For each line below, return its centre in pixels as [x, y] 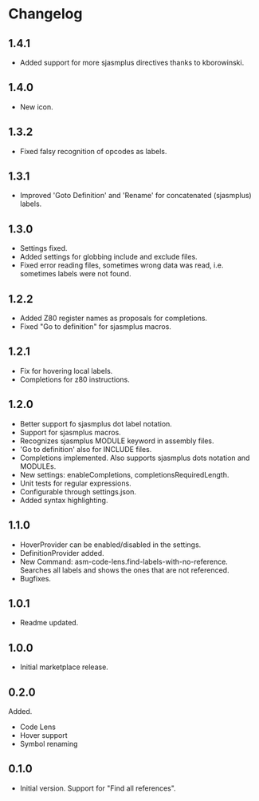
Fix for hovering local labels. [66, 371]
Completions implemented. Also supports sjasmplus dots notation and [135, 458]
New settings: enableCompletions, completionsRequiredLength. [124, 474]
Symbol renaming [49, 744]
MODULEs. [38, 466]
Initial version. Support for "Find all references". [98, 788]
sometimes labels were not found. [75, 274]
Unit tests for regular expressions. [75, 483]
